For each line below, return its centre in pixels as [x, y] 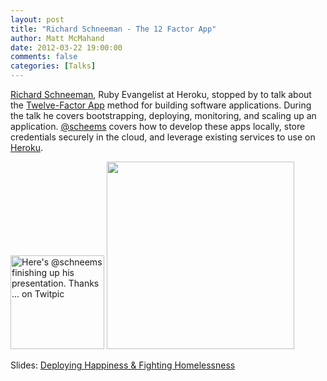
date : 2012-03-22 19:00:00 [66, 47]
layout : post [37, 19]
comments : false [44, 57]
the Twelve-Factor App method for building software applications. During [161, 105]
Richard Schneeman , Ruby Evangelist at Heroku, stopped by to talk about [161, 94]
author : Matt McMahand [57, 38]
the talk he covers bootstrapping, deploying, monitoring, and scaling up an [163, 115]
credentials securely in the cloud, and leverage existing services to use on [163, 137]
